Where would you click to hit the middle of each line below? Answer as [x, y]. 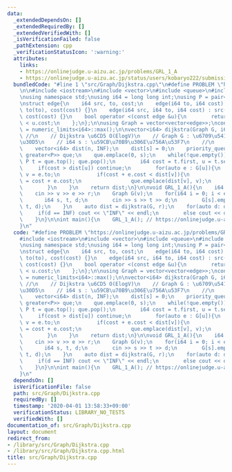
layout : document [32, 432]
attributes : [31, 59]
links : [29, 65]
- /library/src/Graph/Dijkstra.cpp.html [66, 451]
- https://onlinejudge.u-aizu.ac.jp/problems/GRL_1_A [98, 71]
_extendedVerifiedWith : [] [52, 33]
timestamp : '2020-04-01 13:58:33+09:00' [72, 406]
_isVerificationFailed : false [57, 39]
